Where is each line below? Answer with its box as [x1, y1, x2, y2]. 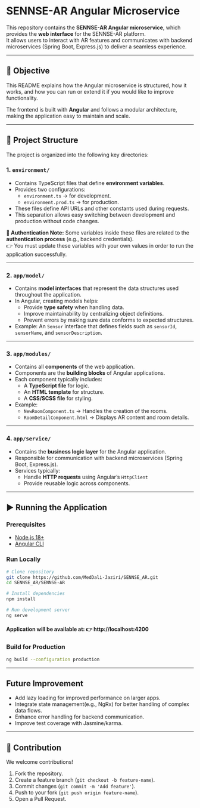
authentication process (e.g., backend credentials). [6, 235, 134, 242]
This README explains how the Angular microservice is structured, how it [6, 82, 187, 89]
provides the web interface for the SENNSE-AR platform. [6, 30, 146, 37]
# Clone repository [6, 569, 55, 575]
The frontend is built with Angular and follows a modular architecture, [6, 106, 177, 113]
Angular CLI [14, 540, 44, 547]
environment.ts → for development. [23, 192, 111, 199]
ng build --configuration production [6, 656, 100, 662]
